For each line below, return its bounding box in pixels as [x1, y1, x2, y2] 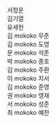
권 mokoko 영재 [7, 92, 50, 99]
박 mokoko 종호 [7, 57, 50, 65]
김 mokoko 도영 [7, 40, 50, 48]
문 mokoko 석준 [7, 49, 50, 57]
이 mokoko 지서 [7, 74, 50, 82]
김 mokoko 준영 [7, 83, 50, 91]
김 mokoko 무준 [7, 31, 50, 40]
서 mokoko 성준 [7, 100, 50, 108]
